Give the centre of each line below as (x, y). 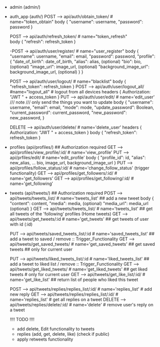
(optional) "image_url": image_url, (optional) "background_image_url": (80, 67)
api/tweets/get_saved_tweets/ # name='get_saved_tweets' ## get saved (82, 244)
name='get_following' (31, 184)
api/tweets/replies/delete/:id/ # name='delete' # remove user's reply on (81, 305)
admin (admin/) (25, 7)
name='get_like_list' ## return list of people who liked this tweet (74, 279)
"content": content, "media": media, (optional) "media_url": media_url (79, 203)
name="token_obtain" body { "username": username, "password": (76, 22)
